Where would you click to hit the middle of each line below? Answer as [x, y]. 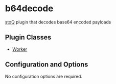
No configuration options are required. [44, 76]
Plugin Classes [28, 37]
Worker [20, 49]
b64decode [29, 9]
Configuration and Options [46, 65]
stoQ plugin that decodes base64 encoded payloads [58, 22]
